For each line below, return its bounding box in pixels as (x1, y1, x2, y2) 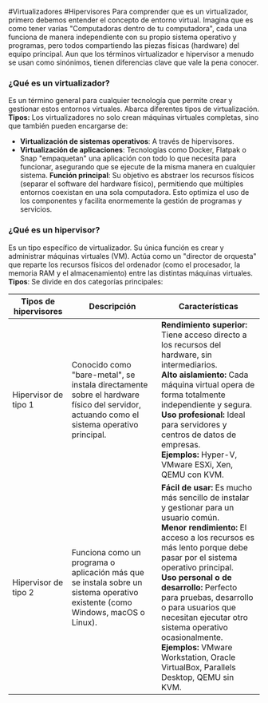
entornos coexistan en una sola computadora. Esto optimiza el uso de (19, 188, 250, 197)
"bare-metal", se (71, 369, 136, 380)
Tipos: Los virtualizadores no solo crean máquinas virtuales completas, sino (8, 113, 259, 122)
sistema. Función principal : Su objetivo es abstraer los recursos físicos (19, 171, 254, 181)
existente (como (71, 597, 133, 608)
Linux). (71, 617, 98, 628)
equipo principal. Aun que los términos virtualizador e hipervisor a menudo (8, 50, 254, 58)
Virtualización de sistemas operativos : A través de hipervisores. (19, 137, 235, 146)
